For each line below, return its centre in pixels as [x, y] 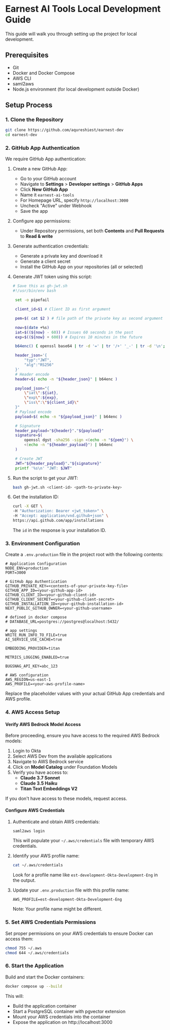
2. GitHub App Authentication [43, 148]
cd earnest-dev [21, 135]
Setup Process [29, 105]
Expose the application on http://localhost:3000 [62, 1022]
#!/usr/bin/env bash [34, 291]
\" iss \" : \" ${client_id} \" [52, 403]
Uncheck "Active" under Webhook [56, 206]
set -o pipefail [32, 300]
